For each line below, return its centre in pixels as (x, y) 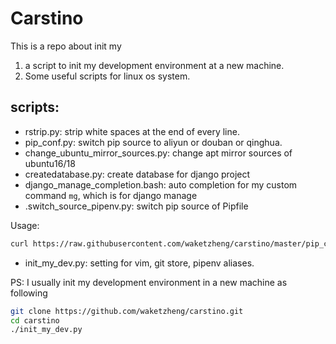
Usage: (25, 225)
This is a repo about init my (66, 46)
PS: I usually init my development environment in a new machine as (149, 282)
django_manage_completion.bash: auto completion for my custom (161, 184)
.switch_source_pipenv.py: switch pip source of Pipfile (136, 206)
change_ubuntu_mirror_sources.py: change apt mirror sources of (158, 153)
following (29, 293)
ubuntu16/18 (50, 163)
